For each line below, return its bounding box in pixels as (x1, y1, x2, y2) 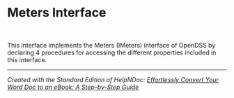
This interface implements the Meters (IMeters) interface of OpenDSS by (7, 41, 216, 49)
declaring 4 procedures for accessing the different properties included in (7, 48, 217, 57)
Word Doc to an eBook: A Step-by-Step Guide (7, 83, 139, 91)
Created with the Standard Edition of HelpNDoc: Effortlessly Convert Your (7, 75, 219, 84)
